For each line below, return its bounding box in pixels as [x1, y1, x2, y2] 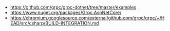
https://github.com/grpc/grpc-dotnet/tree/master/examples [10, 4, 137, 10]
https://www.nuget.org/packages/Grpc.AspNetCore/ [10, 9, 122, 15]
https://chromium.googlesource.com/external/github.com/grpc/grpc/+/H [10, 15, 165, 20]
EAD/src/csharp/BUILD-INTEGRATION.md [10, 20, 99, 26]
